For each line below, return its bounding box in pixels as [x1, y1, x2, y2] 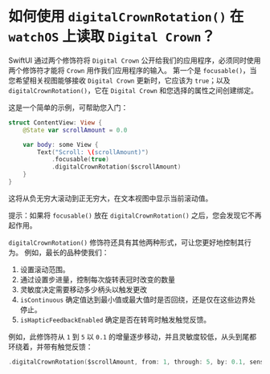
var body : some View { [22, 140, 99, 148]
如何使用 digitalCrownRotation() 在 [8, 7, 244, 26]
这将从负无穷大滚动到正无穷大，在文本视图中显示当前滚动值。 [8, 193, 213, 203]
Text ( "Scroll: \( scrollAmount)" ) [37, 148, 149, 157]
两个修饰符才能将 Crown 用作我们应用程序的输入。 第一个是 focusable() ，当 [8, 65, 257, 75]
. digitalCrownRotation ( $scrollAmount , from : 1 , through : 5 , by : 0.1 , [8, 358, 247, 366]
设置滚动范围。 [19, 264, 70, 274]
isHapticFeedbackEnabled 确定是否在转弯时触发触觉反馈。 [19, 315, 211, 324]
